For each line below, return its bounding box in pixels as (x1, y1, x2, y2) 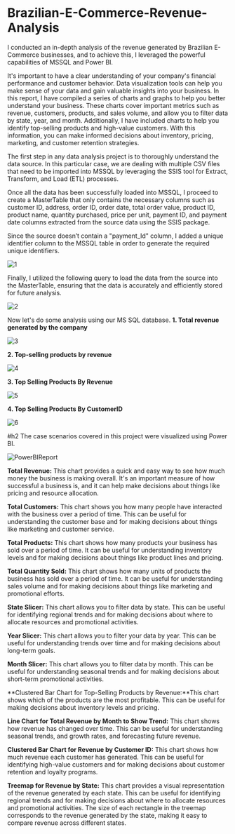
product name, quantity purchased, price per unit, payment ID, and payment (7, 210, 227, 219)
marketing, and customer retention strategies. (7, 138, 140, 147)
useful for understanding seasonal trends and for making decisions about (7, 667, 220, 675)
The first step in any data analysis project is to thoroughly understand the (7, 152, 220, 161)
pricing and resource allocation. (7, 489, 100, 497)
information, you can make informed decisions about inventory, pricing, (7, 131, 214, 140)
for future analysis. (7, 288, 62, 297)
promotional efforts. (7, 589, 65, 598)
